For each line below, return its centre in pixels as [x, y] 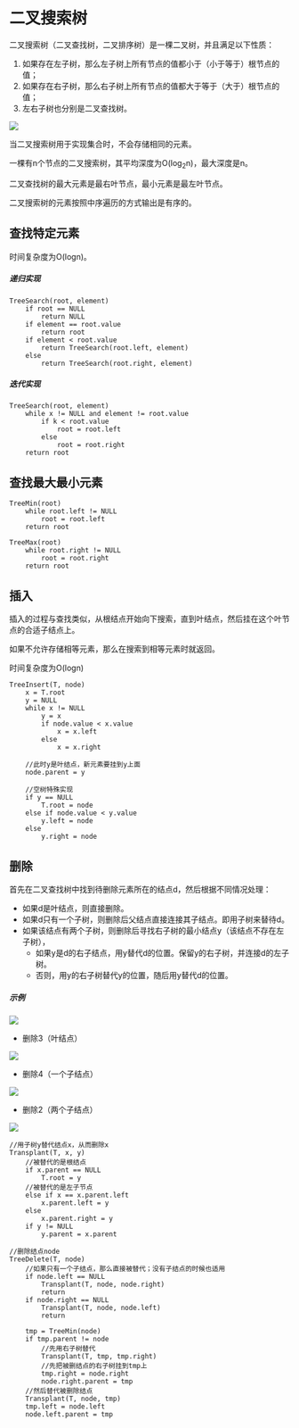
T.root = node [67, 805]
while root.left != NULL [71, 511]
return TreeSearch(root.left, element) [115, 348]
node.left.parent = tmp [69, 1414]
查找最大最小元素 [56, 482]
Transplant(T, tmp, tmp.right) [99, 1356]
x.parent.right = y [77, 1218]
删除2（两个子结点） [60, 1109]
